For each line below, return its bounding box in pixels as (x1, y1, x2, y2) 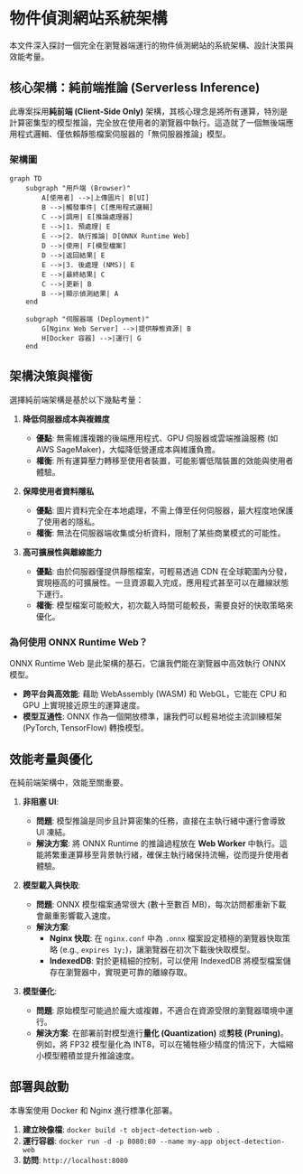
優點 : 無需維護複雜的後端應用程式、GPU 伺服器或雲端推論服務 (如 (35, 433, 279, 443)
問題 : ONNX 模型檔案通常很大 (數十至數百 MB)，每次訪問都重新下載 (35, 899, 287, 909)
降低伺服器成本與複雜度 (22, 413, 110, 424)
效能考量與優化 (9, 751, 93, 767)
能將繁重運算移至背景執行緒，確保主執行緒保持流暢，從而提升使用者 (35, 849, 289, 860)
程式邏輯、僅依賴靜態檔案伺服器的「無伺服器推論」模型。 (16, 128, 231, 139)
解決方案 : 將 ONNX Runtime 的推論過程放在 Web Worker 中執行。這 (35, 837, 289, 849)
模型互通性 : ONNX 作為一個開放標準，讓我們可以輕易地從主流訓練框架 (22, 711, 282, 722)
